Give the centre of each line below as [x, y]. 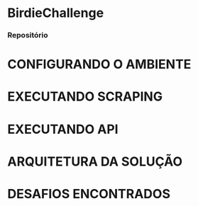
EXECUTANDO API [63, 129]
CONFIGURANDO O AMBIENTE [99, 64]
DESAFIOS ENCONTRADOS [89, 194]
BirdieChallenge [56, 13]
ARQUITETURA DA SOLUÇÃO [95, 161]
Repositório [28, 35]
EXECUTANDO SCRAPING [85, 97]
